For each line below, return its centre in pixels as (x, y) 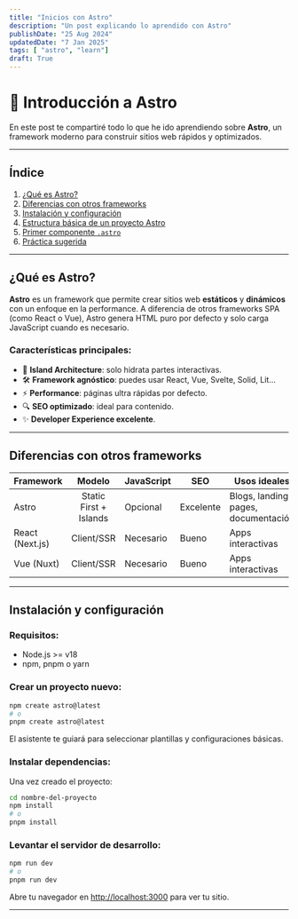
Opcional (143, 507)
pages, (244, 507)
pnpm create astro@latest (57, 722)
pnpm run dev (33, 880)
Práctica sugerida (54, 242)
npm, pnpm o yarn (56, 664)
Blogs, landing (259, 495)
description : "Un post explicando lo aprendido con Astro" (121, 26)
